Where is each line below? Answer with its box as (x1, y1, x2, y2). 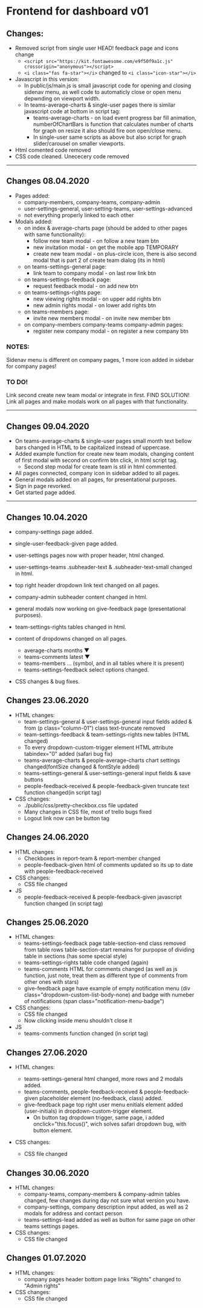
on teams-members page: (24, 308, 89, 315)
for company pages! (6, 362, 57, 370)
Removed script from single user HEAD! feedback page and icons (14, 44, 179, 52)
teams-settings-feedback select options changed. (24, 666, 149, 673)
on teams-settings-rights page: (24, 289, 102, 296)
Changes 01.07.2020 (6, 1253, 86, 1263)
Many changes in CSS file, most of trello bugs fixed (24, 808, 152, 815)
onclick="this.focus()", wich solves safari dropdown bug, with (33, 1120, 187, 1128)
